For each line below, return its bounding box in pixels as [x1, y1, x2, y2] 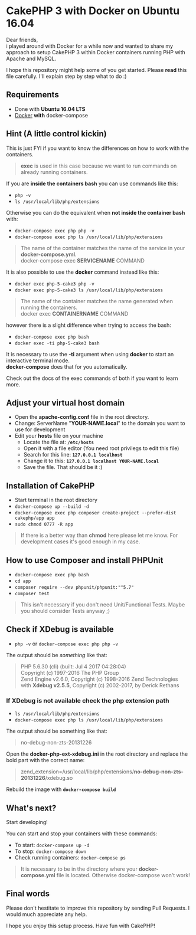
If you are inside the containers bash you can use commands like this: [6, 180, 178, 187]
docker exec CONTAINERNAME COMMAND [20, 310, 129, 317]
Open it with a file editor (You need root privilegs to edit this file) [23, 445, 179, 452]
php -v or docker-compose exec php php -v [14, 640, 119, 647]
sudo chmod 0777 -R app [14, 521, 74, 527]
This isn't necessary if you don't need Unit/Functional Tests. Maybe [20, 601, 185, 608]
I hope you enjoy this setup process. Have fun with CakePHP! [6, 922, 155, 929]
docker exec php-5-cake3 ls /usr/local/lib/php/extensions [14, 287, 164, 293]
